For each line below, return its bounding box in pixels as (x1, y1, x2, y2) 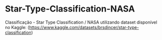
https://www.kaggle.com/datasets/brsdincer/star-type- (29, 24, 139, 30)
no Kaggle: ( (5, 24, 29, 30)
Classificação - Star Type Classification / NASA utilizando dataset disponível (5, 19, 157, 25)
